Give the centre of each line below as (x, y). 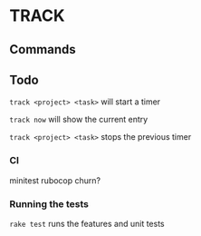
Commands (43, 49)
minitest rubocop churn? (55, 180)
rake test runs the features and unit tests (87, 223)
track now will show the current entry (79, 120)
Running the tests (49, 203)
